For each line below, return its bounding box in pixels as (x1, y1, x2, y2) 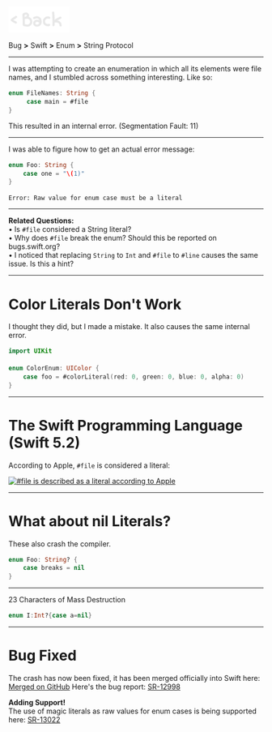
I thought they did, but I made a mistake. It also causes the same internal (8, 322, 250, 332)
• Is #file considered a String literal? (8, 225, 132, 234)
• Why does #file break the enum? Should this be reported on (8, 233, 217, 243)
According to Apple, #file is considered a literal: (8, 460, 171, 470)
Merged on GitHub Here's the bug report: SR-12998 (8, 682, 181, 691)
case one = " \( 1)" (23, 169, 85, 178)
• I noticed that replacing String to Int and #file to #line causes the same (8, 250, 259, 260)
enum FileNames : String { (8, 89, 96, 97)
